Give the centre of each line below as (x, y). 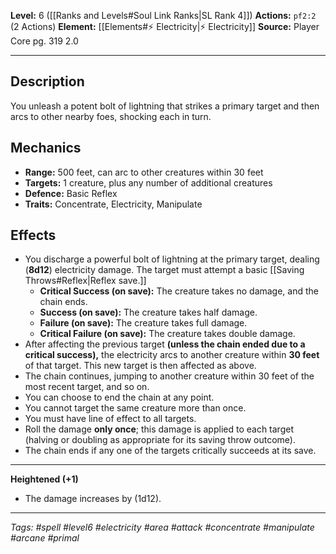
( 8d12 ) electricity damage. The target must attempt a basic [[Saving (164, 270)
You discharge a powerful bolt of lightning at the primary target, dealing (172, 259)
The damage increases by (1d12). (93, 499)
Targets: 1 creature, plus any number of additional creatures (148, 182)
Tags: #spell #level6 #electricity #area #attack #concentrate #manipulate (162, 527)
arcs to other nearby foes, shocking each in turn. (111, 116)
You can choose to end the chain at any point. (119, 397)
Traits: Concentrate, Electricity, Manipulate (113, 204)
